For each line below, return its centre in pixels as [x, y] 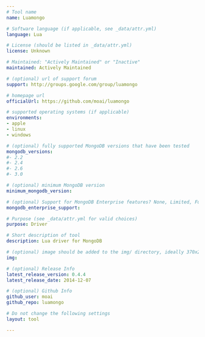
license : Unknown [28, 51]
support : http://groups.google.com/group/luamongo [72, 84]
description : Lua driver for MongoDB [54, 241]
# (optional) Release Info [41, 269]
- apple [16, 124]
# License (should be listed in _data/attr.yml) [69, 45]
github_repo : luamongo [35, 303]
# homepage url [26, 95]
